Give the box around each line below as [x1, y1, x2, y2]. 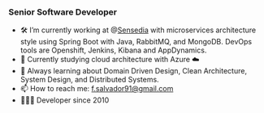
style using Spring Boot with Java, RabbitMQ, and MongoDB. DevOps [19, 37, 253, 47]
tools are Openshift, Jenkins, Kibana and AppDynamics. [19, 45, 207, 55]
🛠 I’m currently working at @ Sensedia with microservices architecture [19, 25, 257, 35]
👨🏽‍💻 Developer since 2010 [19, 95, 110, 105]
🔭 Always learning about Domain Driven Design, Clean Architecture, [19, 66, 248, 76]
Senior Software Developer [8, 6, 118, 18]
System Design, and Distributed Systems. [19, 75, 160, 85]
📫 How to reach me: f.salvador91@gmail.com [19, 84, 174, 94]
